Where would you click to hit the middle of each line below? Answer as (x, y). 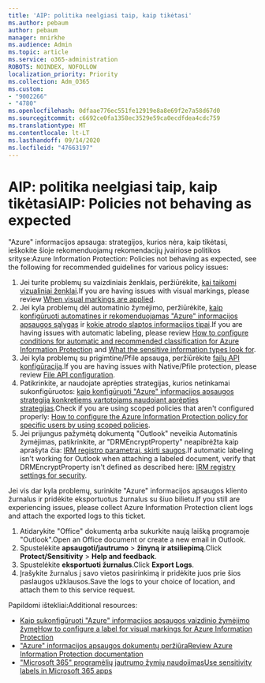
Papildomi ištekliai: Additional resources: (73, 606)
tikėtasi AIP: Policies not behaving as (130, 203)
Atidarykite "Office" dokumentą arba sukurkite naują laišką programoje (134, 531)
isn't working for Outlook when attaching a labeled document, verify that (137, 459)
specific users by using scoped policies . (85, 425)
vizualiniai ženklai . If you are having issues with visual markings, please (134, 291)
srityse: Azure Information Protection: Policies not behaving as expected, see (132, 259)
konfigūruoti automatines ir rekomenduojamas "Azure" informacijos (129, 316)
